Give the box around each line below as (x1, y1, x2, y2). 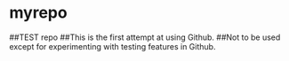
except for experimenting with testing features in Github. (9, 41, 216, 51)
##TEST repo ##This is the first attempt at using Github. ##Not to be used (9, 32, 281, 42)
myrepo (9, 3, 68, 23)
